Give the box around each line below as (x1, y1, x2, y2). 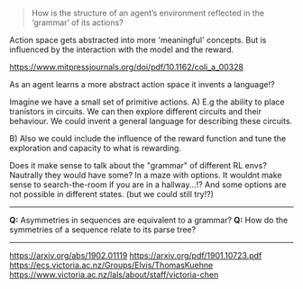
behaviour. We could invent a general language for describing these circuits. (9, 116, 293, 126)
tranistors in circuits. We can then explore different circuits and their (9, 106, 262, 116)
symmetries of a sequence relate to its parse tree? (9, 224, 197, 235)
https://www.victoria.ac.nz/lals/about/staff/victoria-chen (9, 269, 219, 280)
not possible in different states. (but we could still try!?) (9, 189, 215, 199)
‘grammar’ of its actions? (31, 17, 124, 28)
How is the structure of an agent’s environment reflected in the (31, 8, 264, 18)
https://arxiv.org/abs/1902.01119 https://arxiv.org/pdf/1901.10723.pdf (9, 250, 262, 260)
